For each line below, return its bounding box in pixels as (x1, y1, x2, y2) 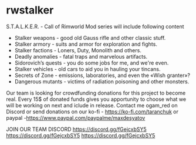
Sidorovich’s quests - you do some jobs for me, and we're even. (14, 59, 169, 66)
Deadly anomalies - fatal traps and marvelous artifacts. (14, 53, 148, 60)
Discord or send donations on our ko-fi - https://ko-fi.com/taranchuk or (6, 108, 179, 115)
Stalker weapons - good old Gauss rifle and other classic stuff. (14, 34, 166, 41)
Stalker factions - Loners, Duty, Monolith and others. (14, 46, 142, 53)
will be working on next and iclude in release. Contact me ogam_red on (6, 102, 178, 109)
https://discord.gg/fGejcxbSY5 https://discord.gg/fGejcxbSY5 (6, 131, 156, 139)
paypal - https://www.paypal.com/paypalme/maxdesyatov (6, 114, 146, 121)
